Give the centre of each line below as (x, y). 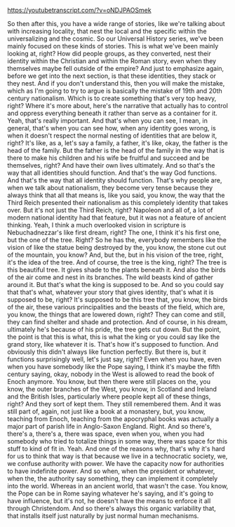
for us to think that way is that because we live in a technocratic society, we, (117, 456)
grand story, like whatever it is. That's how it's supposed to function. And (113, 344)
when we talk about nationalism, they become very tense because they (110, 188)
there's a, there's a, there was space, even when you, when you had (106, 434)
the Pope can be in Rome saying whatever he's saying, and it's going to (110, 493)
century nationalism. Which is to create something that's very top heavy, (112, 98)
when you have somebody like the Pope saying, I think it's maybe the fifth (114, 367)
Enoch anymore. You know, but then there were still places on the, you (109, 381)
